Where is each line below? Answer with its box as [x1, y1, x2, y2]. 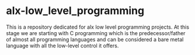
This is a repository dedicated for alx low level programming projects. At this [6, 23, 190, 30]
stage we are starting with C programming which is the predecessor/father [6, 29, 186, 36]
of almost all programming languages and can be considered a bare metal [6, 36, 184, 43]
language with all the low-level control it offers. [6, 42, 119, 49]
